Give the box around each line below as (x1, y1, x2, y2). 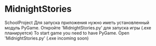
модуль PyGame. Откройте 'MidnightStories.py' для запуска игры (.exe (4, 24, 152, 30)
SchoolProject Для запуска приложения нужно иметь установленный (4, 20, 150, 25)
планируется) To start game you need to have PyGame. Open (4, 30, 130, 36)
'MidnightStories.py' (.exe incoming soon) (4, 35, 89, 41)
